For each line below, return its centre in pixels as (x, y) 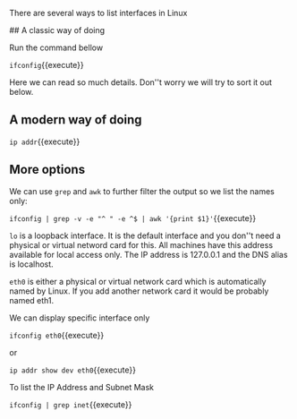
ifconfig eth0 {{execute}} (57, 335)
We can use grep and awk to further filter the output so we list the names (142, 191)
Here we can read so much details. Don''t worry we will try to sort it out (141, 82)
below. (21, 92)
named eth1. (32, 300)
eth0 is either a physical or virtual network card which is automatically (138, 281)
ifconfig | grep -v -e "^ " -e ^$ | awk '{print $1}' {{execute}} (133, 218)
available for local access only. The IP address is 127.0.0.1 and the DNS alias (148, 254)
